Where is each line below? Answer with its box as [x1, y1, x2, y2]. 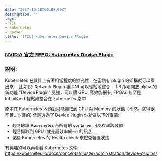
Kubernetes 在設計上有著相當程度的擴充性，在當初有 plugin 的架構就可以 [5, 77, 151, 83]
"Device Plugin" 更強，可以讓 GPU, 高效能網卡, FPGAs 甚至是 [18, 89, 141, 95]
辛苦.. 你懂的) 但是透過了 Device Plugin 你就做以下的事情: [5, 112, 120, 118]
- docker [5, 30, 23, 35]
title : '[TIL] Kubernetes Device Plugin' [5, 35, 90, 39]
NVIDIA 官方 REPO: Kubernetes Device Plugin [5, 51, 114, 58]
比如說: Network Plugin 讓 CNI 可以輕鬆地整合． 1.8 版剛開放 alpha [18, 84, 152, 89]
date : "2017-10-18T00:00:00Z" [5, 7, 67, 12]
